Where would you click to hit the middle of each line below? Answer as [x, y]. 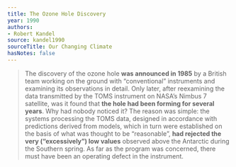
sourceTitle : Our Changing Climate [60, 47]
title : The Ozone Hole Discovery [57, 14]
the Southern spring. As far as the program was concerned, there [120, 149]
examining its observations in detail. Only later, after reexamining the [125, 88]
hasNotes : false [31, 54]
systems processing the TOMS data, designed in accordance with [121, 118]
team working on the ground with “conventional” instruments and [120, 81]
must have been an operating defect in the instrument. [104, 156]
